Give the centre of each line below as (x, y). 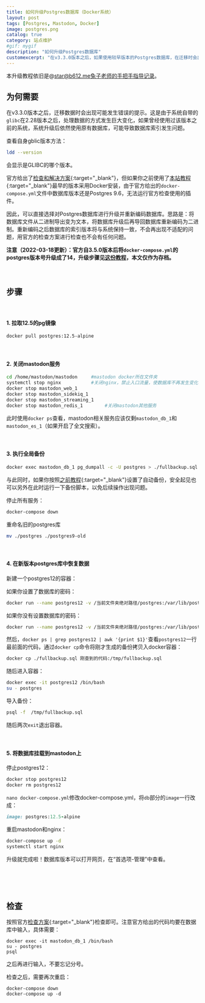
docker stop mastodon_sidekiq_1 (47, 394)
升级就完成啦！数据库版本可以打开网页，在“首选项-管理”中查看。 (88, 859)
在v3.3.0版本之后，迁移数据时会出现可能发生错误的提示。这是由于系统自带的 (102, 113)
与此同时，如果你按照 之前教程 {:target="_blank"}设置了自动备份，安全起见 (99, 479)
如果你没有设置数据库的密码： (44, 615)
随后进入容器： (25, 671)
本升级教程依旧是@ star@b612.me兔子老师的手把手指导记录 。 (83, 76)
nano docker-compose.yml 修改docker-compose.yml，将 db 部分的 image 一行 (98, 797)
